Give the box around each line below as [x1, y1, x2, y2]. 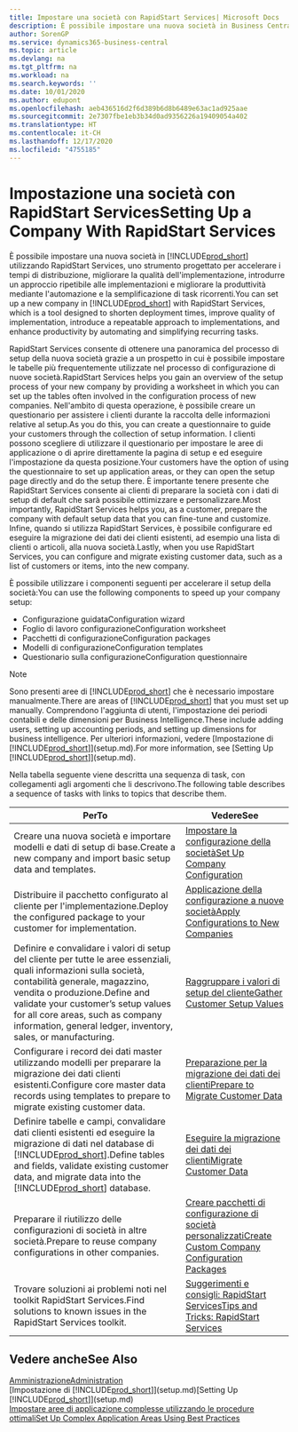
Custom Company [184, 1240, 262, 1253]
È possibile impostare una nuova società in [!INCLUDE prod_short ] [9, 251, 249, 261]
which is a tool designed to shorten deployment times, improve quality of [9, 307, 276, 318]
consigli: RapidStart [184, 1288, 267, 1301]
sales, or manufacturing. [13, 1030, 115, 1043]
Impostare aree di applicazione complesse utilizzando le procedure [9, 1404, 255, 1414]
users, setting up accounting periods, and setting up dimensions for [9, 723, 257, 734]
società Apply [184, 905, 241, 918]
